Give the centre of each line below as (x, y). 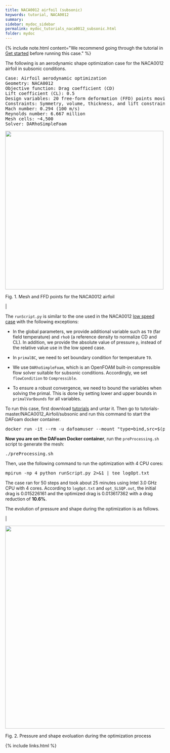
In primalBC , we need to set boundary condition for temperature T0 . (82, 357)
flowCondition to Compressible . (45, 378)
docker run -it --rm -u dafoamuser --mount (60, 429)
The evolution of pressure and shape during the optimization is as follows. (82, 509)
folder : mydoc (20, 33)
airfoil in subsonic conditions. (36, 69)
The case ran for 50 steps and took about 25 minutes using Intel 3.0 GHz (81, 483)
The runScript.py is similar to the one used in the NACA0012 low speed (80, 316)
